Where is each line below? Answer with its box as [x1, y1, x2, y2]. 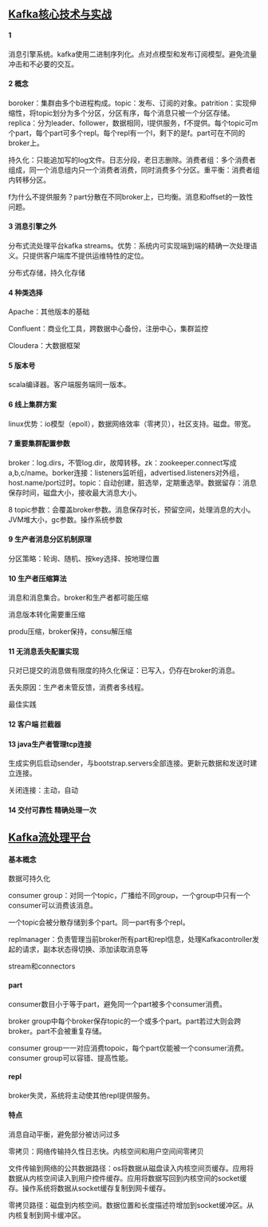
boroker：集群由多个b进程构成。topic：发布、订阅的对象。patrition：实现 [8, 98, 250, 108]
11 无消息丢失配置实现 [8, 646, 80, 656]
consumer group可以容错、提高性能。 [8, 1053, 133, 1063]
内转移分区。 [8, 175, 50, 184]
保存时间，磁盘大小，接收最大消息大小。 [8, 488, 141, 497]
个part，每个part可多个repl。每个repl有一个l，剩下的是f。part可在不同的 [8, 128, 246, 137]
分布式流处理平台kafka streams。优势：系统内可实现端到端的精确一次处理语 [8, 241, 258, 250]
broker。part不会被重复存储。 [8, 1026, 106, 1035]
